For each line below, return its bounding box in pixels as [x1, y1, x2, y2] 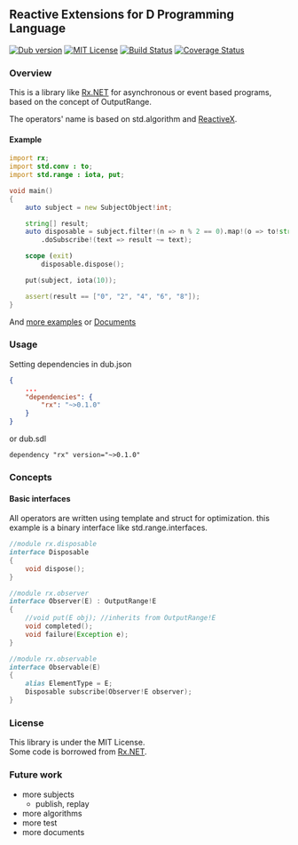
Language [9, 21, 67, 36]
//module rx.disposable [9, 540, 98, 549]
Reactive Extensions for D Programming [9, 7, 235, 22]
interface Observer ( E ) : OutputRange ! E [9, 597, 157, 606]
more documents [21, 826, 85, 837]
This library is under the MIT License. [9, 737, 145, 748]
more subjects [21, 789, 75, 800]
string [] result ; [25, 219, 90, 228]
